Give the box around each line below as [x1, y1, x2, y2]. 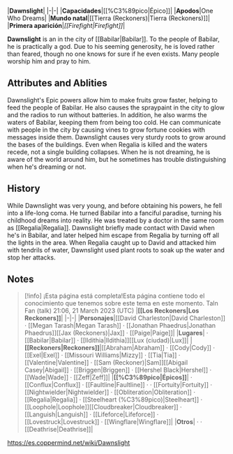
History [7, 183, 40, 195]
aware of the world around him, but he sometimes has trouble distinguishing [7, 155, 227, 163]
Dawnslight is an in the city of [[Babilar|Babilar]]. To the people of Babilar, [7, 35, 220, 43]
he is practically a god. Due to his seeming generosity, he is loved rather [7, 43, 215, 50]
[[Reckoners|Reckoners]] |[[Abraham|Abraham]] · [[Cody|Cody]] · [24, 344, 215, 352]
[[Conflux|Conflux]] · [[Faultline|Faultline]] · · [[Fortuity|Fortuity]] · [24, 381, 213, 389]
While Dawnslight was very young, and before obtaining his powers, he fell [7, 201, 222, 209]
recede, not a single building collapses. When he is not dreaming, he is [7, 147, 211, 156]
